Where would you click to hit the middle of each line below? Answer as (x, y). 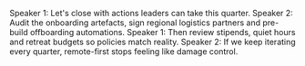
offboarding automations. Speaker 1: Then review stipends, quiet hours (163, 32)
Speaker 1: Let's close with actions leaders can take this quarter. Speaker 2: (151, 13)
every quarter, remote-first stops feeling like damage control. (124, 52)
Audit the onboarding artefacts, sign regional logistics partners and (135, 23)
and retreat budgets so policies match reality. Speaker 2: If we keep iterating (152, 42)
